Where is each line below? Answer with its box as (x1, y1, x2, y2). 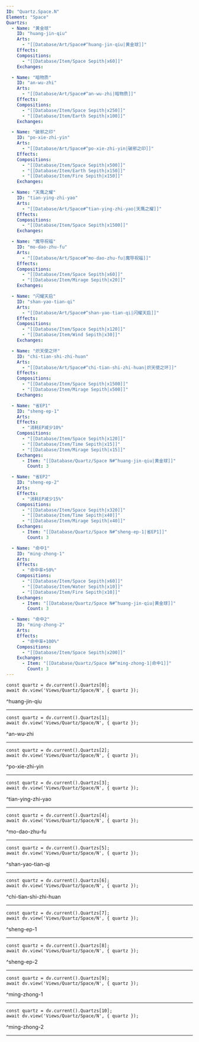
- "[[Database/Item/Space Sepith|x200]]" (21, 649, 126, 655)
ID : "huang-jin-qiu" (17, 31, 68, 37)
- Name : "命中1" (11, 545, 50, 551)
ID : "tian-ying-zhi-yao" (17, 195, 78, 201)
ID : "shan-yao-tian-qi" (17, 298, 76, 305)
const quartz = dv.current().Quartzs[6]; (6, 877, 110, 883)
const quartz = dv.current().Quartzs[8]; (6, 943, 110, 948)
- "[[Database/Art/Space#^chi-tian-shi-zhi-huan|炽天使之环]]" (21, 365, 177, 371)
